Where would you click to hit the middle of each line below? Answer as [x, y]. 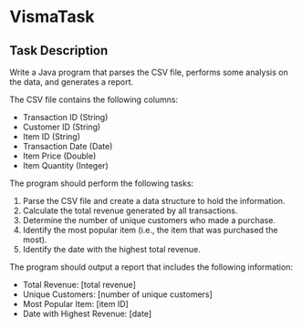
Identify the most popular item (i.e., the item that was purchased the [150, 230]
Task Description [59, 51]
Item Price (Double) [59, 156]
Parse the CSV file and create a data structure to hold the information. [154, 201]
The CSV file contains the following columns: [94, 99]
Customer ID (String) [62, 127]
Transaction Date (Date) [68, 146]
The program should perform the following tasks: [102, 183]
